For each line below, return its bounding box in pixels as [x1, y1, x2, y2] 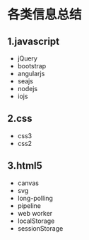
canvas [17, 179, 39, 187]
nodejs [17, 85, 37, 93]
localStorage [17, 216, 55, 225]
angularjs [17, 69, 45, 78]
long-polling [17, 194, 53, 202]
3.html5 [7, 160, 42, 172]
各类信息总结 [7, 6, 83, 23]
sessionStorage [17, 224, 64, 232]
